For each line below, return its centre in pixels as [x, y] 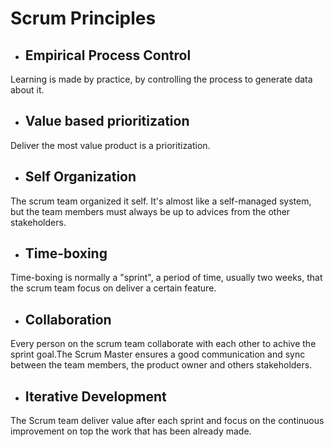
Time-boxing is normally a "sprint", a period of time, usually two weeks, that [166, 278]
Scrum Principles [83, 18]
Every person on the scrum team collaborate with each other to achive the [163, 344]
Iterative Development [95, 396]
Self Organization [80, 177]
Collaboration [68, 319]
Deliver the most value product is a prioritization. [110, 145]
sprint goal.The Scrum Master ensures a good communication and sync [158, 354]
